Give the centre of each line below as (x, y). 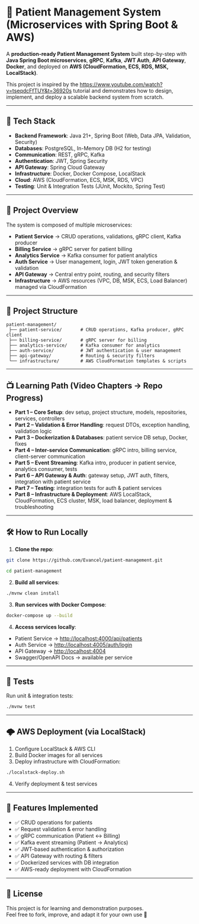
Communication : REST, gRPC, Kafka (60, 155)
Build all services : (37, 582)
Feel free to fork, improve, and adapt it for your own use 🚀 (77, 914)
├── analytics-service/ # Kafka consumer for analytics (84, 345)
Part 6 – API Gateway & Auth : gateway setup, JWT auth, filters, (92, 476)
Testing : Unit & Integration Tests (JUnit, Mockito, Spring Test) (90, 186)
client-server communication (50, 457)
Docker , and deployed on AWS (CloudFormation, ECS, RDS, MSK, (87, 66)
